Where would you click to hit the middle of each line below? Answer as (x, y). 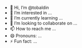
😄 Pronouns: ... (26, 36)
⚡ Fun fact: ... (23, 41)
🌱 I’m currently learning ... (36, 18)
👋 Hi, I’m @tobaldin (29, 8)
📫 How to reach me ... (33, 29)
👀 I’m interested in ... (31, 13)
